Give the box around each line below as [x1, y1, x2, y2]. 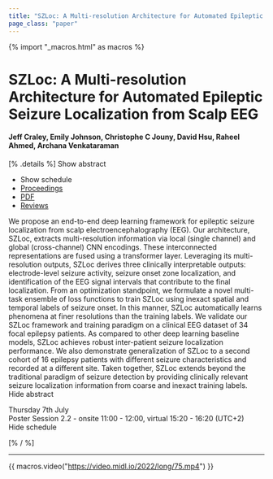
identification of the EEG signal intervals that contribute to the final [8, 277, 231, 286]
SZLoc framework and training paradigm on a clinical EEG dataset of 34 [8, 320, 249, 329]
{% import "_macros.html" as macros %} [8, 41, 145, 51]
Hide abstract [8, 389, 54, 398]
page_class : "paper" [8, 20, 79, 28]
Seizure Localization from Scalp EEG [8, 105, 259, 123]
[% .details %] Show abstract [8, 159, 106, 168]
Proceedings [19, 183, 63, 193]
